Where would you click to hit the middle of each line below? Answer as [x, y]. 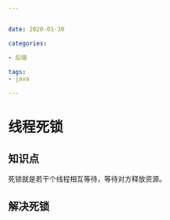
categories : [27, 43]
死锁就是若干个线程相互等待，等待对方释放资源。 [87, 179]
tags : [17, 71]
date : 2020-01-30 [36, 29]
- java [19, 79]
